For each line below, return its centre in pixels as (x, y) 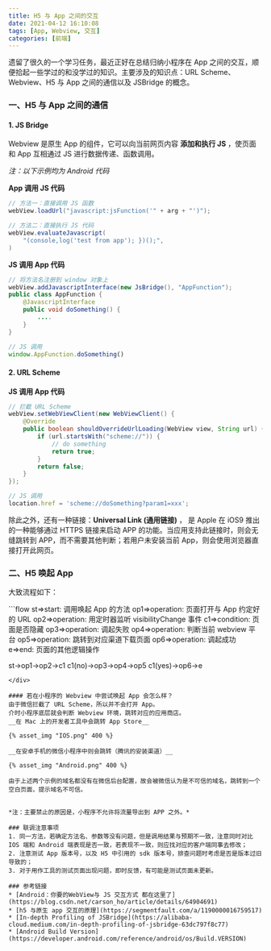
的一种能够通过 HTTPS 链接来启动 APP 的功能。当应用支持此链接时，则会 (130, 529)
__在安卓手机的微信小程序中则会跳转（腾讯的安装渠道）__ (91, 752)
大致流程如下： (33, 592)
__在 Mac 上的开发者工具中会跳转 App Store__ (79, 722)
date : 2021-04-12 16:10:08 (54, 23)
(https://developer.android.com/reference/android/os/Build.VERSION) (128, 939)
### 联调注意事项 (33, 828)
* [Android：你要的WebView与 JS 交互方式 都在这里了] (92, 895)
